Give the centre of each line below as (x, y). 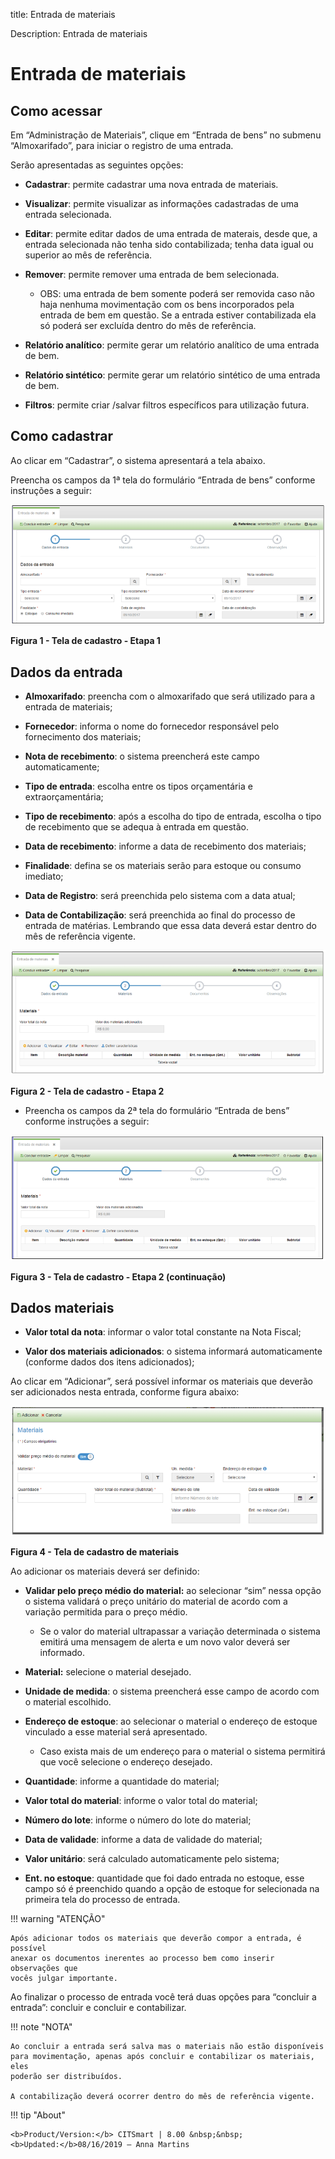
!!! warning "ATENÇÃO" (58, 1918)
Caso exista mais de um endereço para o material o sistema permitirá (182, 1751)
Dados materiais (62, 1307)
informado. (62, 1652)
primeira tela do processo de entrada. (102, 1899)
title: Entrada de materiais (63, 14)
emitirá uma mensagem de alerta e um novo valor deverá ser (165, 1641)
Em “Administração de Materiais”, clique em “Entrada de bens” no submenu (166, 135)
